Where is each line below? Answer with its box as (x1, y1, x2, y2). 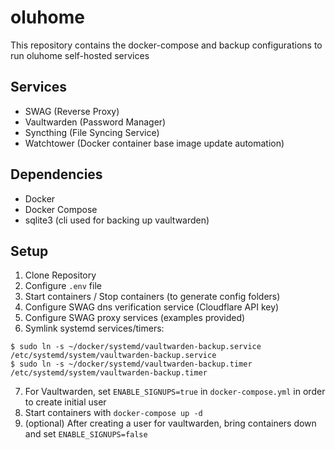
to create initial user (24, 396, 107, 408)
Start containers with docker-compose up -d (24, 407, 203, 419)
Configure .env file (24, 280, 102, 292)
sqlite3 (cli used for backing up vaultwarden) (24, 214, 210, 226)
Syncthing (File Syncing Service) (24, 126, 160, 138)
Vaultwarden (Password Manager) (24, 116, 167, 128)
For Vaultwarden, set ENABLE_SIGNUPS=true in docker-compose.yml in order (24, 386, 326, 398)
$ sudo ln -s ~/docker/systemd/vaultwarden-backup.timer (10, 359, 253, 370)
